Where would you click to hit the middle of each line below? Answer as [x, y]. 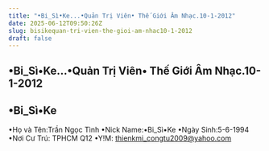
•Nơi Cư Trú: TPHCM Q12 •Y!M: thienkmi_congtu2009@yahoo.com [120, 138]
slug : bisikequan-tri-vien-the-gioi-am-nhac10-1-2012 [101, 31]
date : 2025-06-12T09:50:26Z [56, 23]
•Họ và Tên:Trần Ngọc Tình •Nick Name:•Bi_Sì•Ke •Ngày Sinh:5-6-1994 [129, 130]
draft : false [30, 38]
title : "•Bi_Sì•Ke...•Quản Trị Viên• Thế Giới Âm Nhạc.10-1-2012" [122, 16]
